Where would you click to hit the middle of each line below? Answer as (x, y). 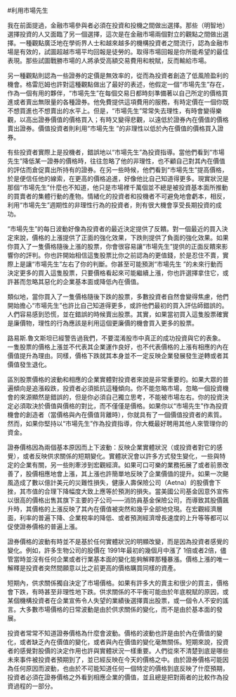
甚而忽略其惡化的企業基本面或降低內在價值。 (78, 282)
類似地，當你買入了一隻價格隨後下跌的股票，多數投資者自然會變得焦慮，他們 (118, 297)
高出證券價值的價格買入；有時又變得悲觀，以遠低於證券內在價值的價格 (127, 119)
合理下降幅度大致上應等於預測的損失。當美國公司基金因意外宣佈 (136, 491)
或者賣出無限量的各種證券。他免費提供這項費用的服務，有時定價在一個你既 (121, 102)
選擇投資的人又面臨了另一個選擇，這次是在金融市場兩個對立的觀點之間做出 (115, 34)
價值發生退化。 (29, 364)
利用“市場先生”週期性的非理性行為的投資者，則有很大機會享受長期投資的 (112, 205)
